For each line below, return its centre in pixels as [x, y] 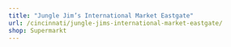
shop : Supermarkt [38, 30]
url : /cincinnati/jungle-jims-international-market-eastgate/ [115, 23]
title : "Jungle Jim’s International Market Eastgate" [101, 16]
